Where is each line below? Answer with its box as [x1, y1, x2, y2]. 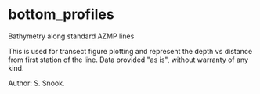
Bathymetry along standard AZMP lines [8, 31, 135, 41]
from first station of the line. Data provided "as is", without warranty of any [8, 55, 249, 64]
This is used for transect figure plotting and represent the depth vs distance [8, 46, 253, 56]
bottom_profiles [8, 5, 115, 23]
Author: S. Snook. [8, 78, 65, 88]
